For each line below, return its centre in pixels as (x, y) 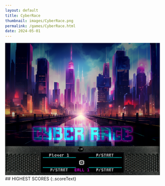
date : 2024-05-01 (23, 31)
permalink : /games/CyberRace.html (41, 26)
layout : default (22, 10)
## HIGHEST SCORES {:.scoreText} (41, 179)
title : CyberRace (23, 15)
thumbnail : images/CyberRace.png (39, 21)
